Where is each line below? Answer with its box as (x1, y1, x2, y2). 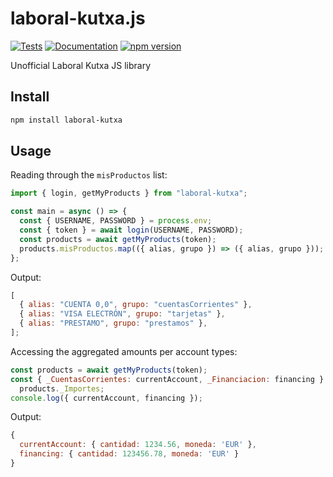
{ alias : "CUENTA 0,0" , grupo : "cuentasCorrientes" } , (19, 300, 253, 310)
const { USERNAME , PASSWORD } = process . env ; (19, 216, 213, 226)
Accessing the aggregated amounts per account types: (10, 345, 238, 357)
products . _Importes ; (19, 383, 105, 394)
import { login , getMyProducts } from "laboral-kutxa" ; (10, 188, 248, 199)
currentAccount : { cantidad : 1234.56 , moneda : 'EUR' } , (19, 440, 257, 450)
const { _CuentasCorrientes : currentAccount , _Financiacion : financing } (10, 374, 325, 384)
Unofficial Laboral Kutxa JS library (10, 59, 152, 71)
